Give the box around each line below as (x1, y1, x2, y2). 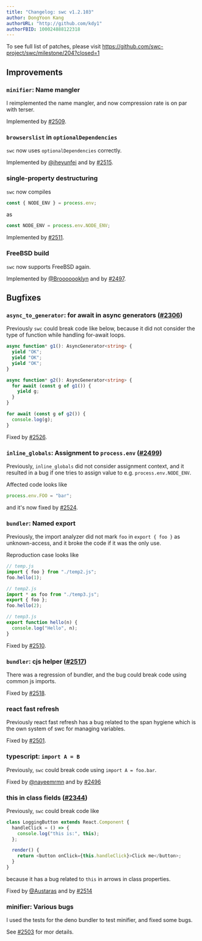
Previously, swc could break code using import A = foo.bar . (6, 766, 157, 773)
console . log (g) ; (12, 416, 53, 422)
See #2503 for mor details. (6, 928, 74, 935)
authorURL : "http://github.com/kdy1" (6, 20, 103, 26)
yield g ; (17, 388, 40, 395)
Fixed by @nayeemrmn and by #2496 (6, 778, 101, 785)
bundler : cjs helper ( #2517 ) (6, 657, 87, 665)
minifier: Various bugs (6, 902, 74, 911)
